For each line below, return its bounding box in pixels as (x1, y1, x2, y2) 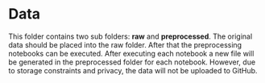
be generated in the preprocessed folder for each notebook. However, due (8, 57, 256, 67)
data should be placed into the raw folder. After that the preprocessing (8, 39, 242, 49)
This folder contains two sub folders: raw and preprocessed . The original (8, 31, 253, 41)
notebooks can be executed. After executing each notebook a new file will (8, 48, 255, 58)
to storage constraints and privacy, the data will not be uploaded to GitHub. (8, 65, 258, 75)
